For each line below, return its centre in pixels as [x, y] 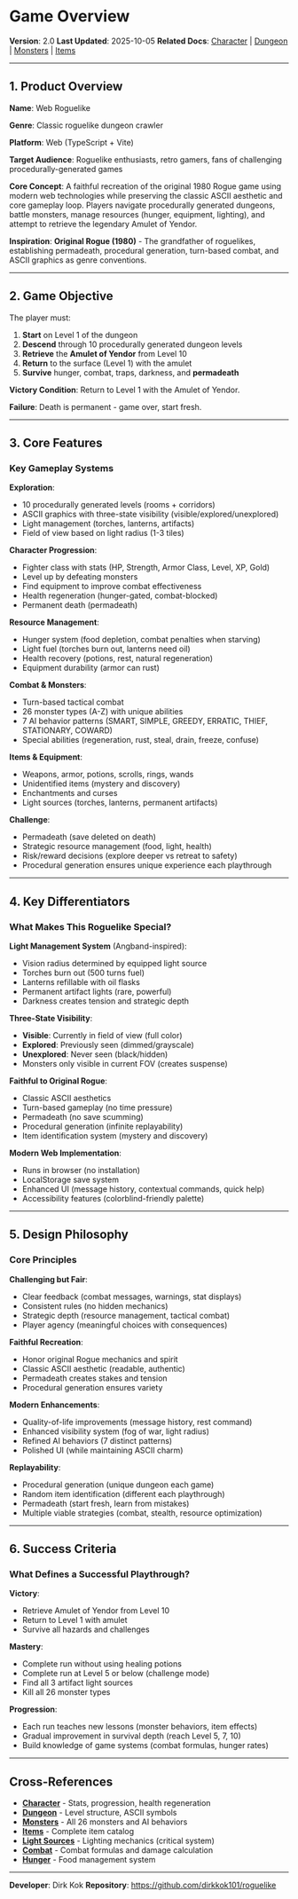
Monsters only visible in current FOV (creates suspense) [125, 1063]
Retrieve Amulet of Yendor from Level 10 [96, 1611]
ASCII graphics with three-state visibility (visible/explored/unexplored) [150, 514]
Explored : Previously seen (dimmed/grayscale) [108, 1044]
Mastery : [26, 1647]
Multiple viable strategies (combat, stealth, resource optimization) [142, 1513]
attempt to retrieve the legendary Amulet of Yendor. [103, 224]
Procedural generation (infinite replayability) [102, 1126]
